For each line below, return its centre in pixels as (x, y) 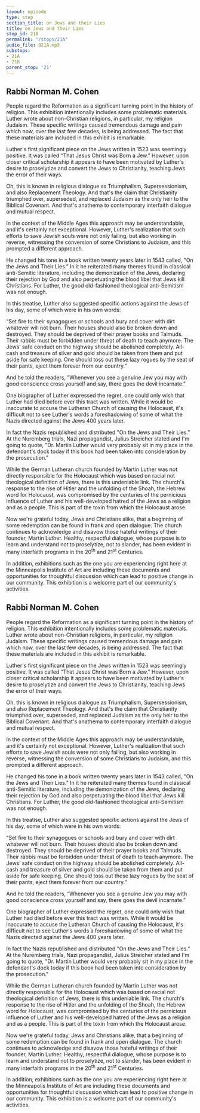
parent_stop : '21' (29, 67)
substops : (19, 51)
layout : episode (26, 12)
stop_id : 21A (22, 34)
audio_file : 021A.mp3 (33, 45)
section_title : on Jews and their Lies (56, 23)
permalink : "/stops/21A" (37, 39)
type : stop (20, 17)
